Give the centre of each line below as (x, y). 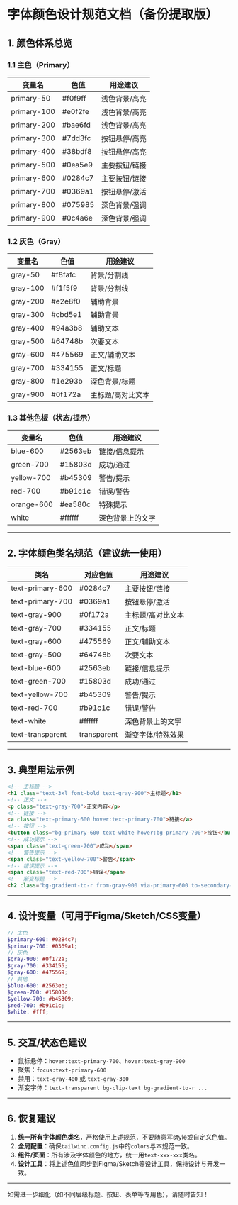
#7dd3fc (76, 138)
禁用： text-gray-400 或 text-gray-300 (73, 1079)
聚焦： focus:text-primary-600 (62, 1070)
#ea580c (75, 504)
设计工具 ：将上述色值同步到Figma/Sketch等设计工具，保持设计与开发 (118, 1163)
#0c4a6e (78, 218)
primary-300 (33, 138)
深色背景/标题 (113, 382)
